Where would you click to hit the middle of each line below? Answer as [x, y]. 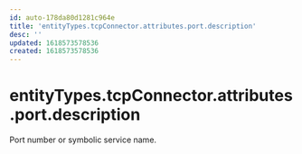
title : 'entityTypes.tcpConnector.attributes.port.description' [133, 26]
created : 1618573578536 [54, 51]
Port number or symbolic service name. [83, 140]
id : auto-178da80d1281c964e [62, 18]
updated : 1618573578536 [54, 43]
